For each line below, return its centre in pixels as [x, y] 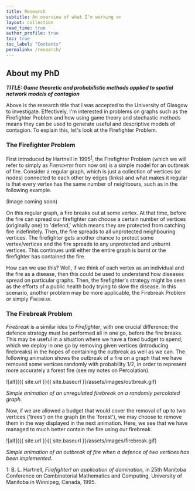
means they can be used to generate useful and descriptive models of [91, 124]
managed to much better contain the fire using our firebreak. [79, 429]
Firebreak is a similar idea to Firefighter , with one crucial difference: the [92, 326]
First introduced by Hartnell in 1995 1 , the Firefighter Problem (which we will [96, 158]
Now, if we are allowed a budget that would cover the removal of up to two [96, 410]
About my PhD [33, 74]
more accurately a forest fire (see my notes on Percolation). [78, 370]
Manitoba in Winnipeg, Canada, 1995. [51, 482]
